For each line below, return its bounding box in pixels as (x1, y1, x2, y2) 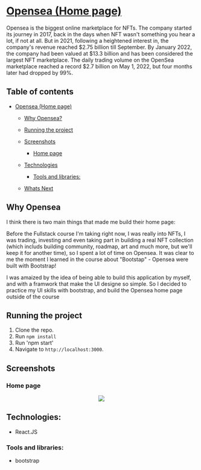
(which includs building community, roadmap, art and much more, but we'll (6, 243, 193, 250)
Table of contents (6, 86, 74, 97)
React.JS (14, 428, 38, 436)
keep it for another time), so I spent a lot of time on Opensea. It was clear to (6, 249, 194, 256)
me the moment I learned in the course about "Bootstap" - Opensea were (6, 256, 189, 263)
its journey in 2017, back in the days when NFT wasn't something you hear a (6, 30, 196, 37)
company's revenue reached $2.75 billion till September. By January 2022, (6, 43, 192, 51)
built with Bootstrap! (6, 262, 57, 269)
